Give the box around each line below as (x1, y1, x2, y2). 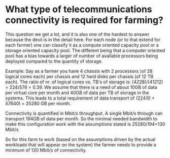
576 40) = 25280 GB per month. (5, 100, 71, 106)
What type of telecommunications (5, 4, 152, 15)
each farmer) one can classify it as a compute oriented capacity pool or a (5, 42, 159, 48)
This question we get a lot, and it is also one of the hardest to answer (5, 31, 150, 37)
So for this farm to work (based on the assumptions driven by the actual (5, 136, 156, 142)
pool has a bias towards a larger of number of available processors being (5, 52, 158, 59)
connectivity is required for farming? (5, 14, 164, 26)
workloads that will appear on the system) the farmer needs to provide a (5, 141, 156, 148)
